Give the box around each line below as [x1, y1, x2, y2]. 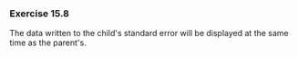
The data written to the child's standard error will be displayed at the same [9, 28, 289, 39]
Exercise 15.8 [9, 7, 70, 20]
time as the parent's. [9, 37, 87, 48]
